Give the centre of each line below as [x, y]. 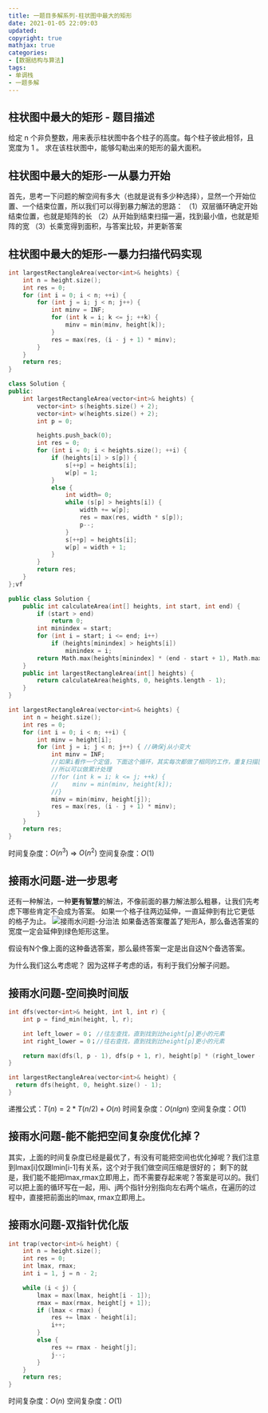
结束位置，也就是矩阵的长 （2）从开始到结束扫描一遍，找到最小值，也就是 [130, 216]
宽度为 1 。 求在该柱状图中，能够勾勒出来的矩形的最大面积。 [107, 148]
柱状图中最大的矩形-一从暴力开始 [89, 176]
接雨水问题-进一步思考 [63, 881]
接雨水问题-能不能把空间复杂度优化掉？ [105, 1137]
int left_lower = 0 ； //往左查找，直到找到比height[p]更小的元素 [124, 1034]
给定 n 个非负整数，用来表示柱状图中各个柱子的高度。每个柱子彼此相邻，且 [131, 138]
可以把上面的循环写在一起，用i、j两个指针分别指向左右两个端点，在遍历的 [129, 1187]
